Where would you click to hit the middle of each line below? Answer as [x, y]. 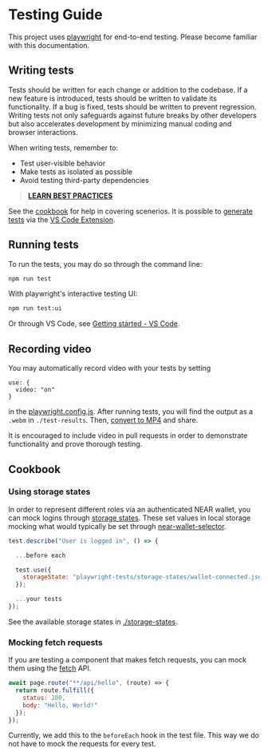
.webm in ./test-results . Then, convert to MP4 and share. [103, 420]
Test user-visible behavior [63, 163]
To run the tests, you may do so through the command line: [105, 264]
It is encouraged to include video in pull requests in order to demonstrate [128, 436]
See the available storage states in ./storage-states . [93, 622]
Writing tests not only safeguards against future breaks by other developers [132, 115]
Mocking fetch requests [56, 643]
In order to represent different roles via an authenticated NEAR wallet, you [130, 509]
